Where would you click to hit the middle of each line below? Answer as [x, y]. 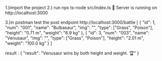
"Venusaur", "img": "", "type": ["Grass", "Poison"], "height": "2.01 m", [75, 38]
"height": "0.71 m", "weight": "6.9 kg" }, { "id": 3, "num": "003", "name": [77, 33]
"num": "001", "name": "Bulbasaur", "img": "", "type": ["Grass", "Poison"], [79, 28]
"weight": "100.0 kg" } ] [29, 43]
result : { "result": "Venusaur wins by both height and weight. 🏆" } [72, 53]
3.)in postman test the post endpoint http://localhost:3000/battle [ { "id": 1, [80, 22]
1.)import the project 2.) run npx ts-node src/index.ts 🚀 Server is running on [81, 8]
